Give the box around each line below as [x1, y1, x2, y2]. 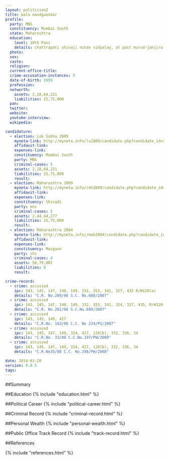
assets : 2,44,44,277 [14, 213, 57, 218]
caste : [10, 59, 24, 64]
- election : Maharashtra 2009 [10, 181, 73, 186]
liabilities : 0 [14, 265, 46, 270]
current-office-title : [10, 69, 57, 74]
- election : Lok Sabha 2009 [10, 134, 69, 139]
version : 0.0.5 [5, 363, 37, 368]
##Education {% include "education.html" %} [5, 391, 99, 397]
